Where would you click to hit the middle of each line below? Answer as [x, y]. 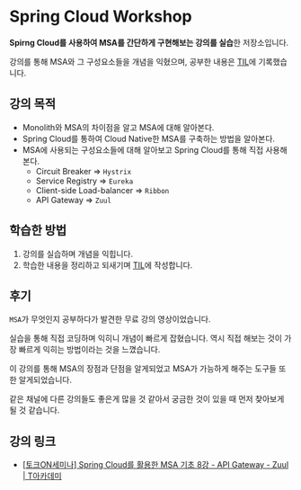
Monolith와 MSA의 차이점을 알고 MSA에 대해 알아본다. [118, 127]
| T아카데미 [42, 476]
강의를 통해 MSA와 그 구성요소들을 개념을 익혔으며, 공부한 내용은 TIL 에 [133, 61]
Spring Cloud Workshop [101, 17]
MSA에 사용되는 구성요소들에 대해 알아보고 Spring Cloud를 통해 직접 [143, 149]
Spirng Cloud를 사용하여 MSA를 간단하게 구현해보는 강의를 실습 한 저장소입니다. [149, 42]
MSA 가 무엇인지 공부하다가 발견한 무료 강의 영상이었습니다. [110, 319]
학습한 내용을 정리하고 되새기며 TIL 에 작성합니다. [107, 265]
